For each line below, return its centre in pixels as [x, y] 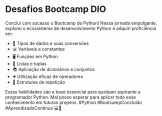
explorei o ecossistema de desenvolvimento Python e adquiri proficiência [81, 28]
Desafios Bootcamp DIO [56, 9]
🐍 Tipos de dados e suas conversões [50, 43]
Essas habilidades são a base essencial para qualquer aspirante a [73, 91]
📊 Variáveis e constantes [38, 49]
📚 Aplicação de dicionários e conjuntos [53, 69]
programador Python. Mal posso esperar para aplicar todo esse [70, 97]
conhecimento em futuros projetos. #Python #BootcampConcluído [74, 102]
